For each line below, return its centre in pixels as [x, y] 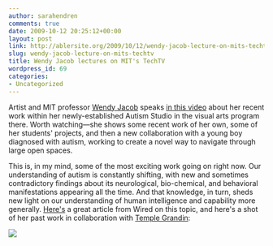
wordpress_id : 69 [38, 69]
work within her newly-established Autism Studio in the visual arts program [134, 115]
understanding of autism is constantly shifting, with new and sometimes [129, 175]
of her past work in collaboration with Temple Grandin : [100, 218]
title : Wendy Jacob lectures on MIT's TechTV [87, 62]
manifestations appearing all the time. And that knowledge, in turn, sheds [131, 192]
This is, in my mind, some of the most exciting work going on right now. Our [135, 166]
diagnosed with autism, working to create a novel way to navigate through [132, 141]
